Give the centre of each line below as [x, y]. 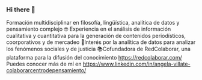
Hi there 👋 [21, 10]
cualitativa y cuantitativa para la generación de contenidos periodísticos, [96, 36]
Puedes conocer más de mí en [44, 64]
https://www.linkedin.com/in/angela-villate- [136, 64]
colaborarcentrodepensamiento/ [46, 70]
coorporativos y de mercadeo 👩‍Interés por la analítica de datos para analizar [101, 42]
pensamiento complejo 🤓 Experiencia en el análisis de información [89, 29]
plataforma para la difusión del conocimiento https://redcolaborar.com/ [94, 58]
